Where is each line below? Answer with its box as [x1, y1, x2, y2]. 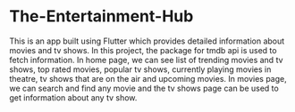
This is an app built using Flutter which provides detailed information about [9, 36, 285, 46]
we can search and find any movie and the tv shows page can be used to [9, 83, 279, 93]
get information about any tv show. [9, 92, 138, 103]
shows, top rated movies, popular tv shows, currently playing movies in [9, 64, 272, 75]
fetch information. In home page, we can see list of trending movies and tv [9, 54, 283, 65]
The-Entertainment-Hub [9, 6, 194, 27]
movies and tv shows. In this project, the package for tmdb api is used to [9, 44, 277, 55]
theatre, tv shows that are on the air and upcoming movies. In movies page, [9, 73, 288, 84]
